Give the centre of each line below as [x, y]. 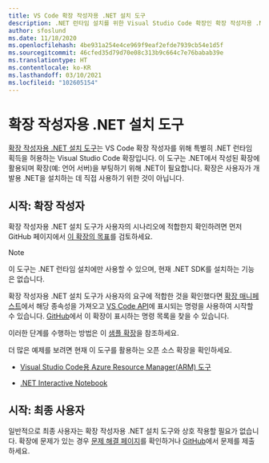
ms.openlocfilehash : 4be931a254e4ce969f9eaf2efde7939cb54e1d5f [116, 46]
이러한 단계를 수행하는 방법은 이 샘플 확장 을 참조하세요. [94, 333]
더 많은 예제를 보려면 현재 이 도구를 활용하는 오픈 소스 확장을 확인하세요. [120, 350]
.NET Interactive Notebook [64, 383]
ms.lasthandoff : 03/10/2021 [55, 75]
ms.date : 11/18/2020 [43, 38]
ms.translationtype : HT [48, 61]
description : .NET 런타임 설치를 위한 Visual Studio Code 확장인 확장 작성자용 [130, 23]
